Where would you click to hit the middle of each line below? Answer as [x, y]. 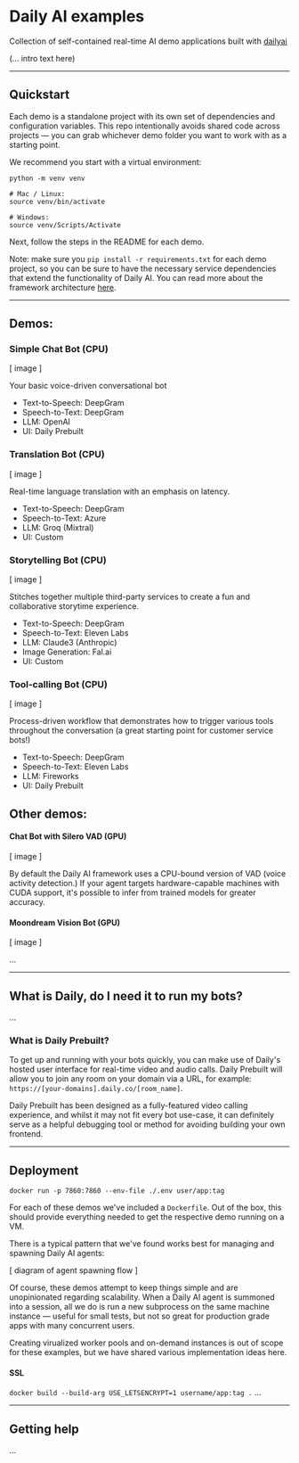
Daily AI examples [77, 16]
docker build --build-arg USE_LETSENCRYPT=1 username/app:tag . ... [135, 1393]
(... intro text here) [42, 58]
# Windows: [29, 217]
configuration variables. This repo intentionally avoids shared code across [145, 126]
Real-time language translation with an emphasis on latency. [119, 491]
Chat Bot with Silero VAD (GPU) [68, 836]
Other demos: [48, 814]
